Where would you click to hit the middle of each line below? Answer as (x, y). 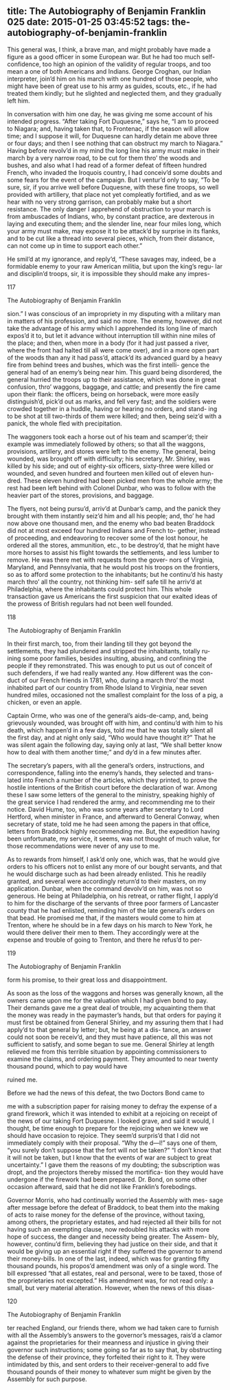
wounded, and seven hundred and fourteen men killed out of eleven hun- (111, 473)
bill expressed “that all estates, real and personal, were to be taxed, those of (115, 1273)
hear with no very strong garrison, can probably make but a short (100, 202)
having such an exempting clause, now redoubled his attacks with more (108, 1229)
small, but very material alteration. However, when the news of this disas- (111, 1287)
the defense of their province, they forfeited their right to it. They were (106, 1357)
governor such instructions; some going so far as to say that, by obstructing (114, 1349)
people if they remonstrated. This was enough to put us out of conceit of (110, 665)
